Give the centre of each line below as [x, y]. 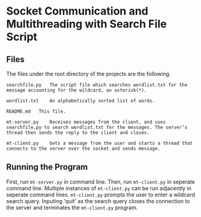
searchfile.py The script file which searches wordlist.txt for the [97, 85]
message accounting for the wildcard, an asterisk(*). [77, 90]
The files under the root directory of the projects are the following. [88, 74]
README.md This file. [36, 112]
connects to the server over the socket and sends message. [84, 149]
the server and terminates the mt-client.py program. [72, 207]
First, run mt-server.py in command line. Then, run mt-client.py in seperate [101, 182]
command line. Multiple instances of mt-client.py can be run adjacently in [99, 188]
